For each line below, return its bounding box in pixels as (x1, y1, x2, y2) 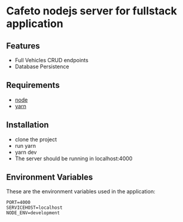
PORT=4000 (6, 199, 31, 206)
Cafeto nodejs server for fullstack (6, 4, 178, 18)
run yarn (14, 142, 36, 149)
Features (6, 41, 40, 51)
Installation (6, 120, 49, 130)
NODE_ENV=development (6, 210, 60, 216)
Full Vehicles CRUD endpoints (14, 57, 89, 63)
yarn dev (14, 148, 37, 156)
